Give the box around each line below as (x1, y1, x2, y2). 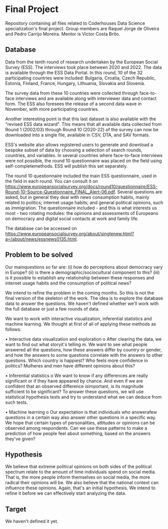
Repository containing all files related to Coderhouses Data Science (5, 20, 145, 26)
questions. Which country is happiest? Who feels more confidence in (5, 357, 148, 363)
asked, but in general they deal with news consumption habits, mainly (5, 194, 149, 200)
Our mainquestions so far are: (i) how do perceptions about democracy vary (5, 264, 163, 270)
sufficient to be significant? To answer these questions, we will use (5, 389, 144, 395)
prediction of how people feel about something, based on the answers (5, 430, 151, 436)
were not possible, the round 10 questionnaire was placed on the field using (5, 158, 162, 164)
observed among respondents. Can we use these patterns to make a (5, 425, 147, 431)
